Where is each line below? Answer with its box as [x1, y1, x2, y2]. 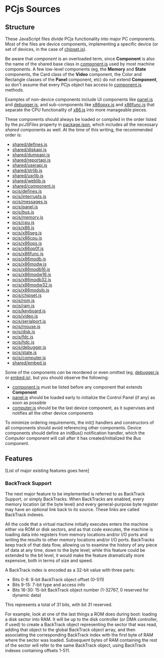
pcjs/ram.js [12, 303, 35, 308]
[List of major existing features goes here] [5, 468, 89, 473]
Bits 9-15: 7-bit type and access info [12, 582, 85, 588]
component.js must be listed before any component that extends [12, 384, 143, 390]
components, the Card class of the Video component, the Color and [5, 71, 142, 77]
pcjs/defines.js [12, 188, 42, 194]
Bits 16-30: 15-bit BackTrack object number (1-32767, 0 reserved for [12, 587, 149, 593]
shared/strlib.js [12, 167, 42, 173]
